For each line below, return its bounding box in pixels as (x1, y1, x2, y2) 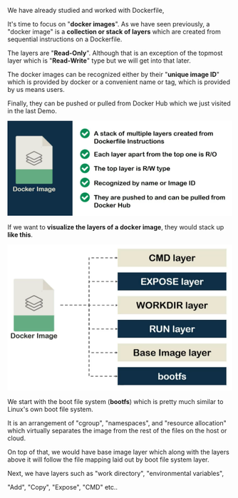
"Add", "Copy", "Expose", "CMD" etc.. (7, 483, 118, 492)
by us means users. (7, 85, 66, 93)
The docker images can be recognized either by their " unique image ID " (7, 71, 219, 78)
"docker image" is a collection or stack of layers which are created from (7, 28, 221, 36)
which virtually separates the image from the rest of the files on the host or (7, 427, 227, 435)
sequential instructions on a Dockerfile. (7, 35, 123, 43)
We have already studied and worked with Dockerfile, (7, 6, 165, 14)
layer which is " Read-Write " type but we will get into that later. (7, 56, 191, 65)
